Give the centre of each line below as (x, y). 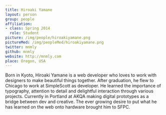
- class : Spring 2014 (28, 28)
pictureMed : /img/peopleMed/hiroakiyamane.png (54, 42)
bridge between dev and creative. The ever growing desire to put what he (81, 102)
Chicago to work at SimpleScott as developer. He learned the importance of (83, 86)
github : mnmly (20, 51)
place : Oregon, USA (25, 61)
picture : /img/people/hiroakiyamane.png (48, 38)
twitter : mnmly (21, 47)
